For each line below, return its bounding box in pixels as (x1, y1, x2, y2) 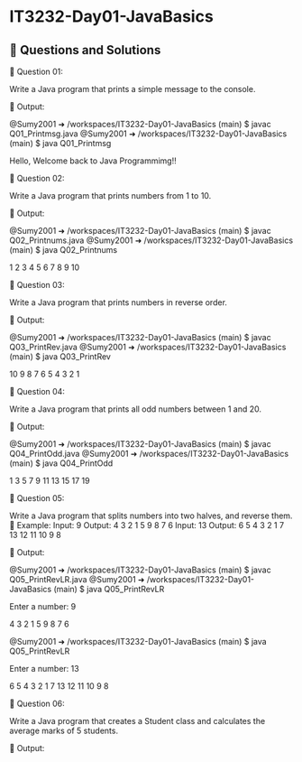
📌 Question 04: (9, 386, 66, 396)
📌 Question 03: (9, 280, 65, 290)
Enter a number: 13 (9, 664, 79, 674)
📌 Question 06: (9, 698, 65, 709)
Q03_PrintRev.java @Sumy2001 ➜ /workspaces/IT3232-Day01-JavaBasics (9, 341, 287, 352)
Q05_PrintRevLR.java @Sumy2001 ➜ (9, 574, 145, 584)
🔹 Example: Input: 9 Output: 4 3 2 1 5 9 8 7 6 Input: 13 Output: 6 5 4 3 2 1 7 (9, 520, 285, 530)
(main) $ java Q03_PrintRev (9, 351, 111, 362)
